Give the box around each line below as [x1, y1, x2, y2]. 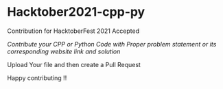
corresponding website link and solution [7, 47, 121, 55]
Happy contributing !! [7, 73, 67, 82]
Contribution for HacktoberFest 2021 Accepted [7, 27, 139, 35]
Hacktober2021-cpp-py [7, 4, 145, 20]
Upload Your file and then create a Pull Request [7, 60, 141, 68]
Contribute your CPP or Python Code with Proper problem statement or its [7, 40, 217, 48]
